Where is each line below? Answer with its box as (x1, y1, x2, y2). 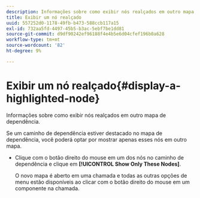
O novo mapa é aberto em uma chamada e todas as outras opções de (14, 172, 187, 179)
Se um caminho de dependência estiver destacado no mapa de (6, 130, 163, 137)
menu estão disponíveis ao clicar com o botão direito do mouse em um (14, 178, 190, 185)
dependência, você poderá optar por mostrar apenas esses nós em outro (6, 136, 187, 143)
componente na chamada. (14, 184, 80, 192)
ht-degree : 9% (6, 48, 42, 54)
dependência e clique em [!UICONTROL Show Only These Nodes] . (14, 160, 181, 167)
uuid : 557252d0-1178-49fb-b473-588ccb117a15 (6, 20, 119, 26)
